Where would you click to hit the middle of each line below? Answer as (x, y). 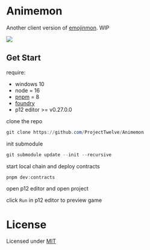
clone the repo (24, 121)
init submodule (25, 144)
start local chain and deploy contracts (53, 166)
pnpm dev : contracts (31, 177)
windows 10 (30, 84)
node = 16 (27, 90)
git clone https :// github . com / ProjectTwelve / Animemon (75, 132)
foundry (25, 103)
